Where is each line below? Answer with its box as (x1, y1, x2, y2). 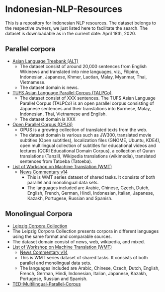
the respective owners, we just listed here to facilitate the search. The (5, 25, 148, 31)
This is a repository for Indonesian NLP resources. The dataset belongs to (5, 20, 157, 26)
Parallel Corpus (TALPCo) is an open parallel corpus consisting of (19, 100, 154, 106)
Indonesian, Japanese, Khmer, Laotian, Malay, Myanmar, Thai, (19, 73, 147, 80)
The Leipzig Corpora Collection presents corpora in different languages (12, 228, 159, 234)
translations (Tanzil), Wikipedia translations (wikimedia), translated (19, 153, 156, 159)
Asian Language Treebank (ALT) (12, 58, 79, 64)
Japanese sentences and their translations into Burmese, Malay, (19, 105, 152, 111)
